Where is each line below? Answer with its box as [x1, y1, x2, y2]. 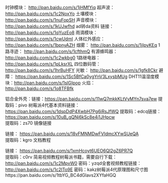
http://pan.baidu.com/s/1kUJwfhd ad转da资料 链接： [5, 23, 114, 29]
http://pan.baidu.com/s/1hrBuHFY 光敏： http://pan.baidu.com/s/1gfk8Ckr [5, 67, 158, 73]
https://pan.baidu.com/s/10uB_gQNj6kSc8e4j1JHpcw [5, 114, 115, 120]
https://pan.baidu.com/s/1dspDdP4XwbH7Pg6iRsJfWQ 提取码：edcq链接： [5, 109, 161, 114]
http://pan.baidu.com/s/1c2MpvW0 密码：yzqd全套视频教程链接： [5, 160, 142, 166]
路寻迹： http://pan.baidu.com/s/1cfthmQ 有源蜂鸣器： [5, 48, 118, 54]
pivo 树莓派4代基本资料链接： [18, 102, 80, 108]
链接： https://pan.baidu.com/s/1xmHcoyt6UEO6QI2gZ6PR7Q [5, 148, 133, 153]
